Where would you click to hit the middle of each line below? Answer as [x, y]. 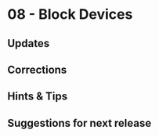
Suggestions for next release [79, 123]
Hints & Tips [38, 97]
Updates [29, 43]
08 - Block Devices [70, 14]
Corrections [37, 69]
